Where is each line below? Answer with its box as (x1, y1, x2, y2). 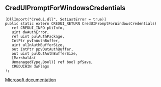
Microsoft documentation (5, 77, 56, 83)
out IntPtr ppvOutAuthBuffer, (11, 46, 74, 52)
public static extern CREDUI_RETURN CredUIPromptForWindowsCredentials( (5, 21, 157, 26)
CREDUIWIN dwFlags (11, 64, 50, 69)
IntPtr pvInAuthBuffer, (11, 38, 60, 43)
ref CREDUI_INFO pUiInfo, (11, 25, 65, 30)
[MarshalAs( (11, 55, 36, 60)
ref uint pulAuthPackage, (11, 34, 65, 39)
